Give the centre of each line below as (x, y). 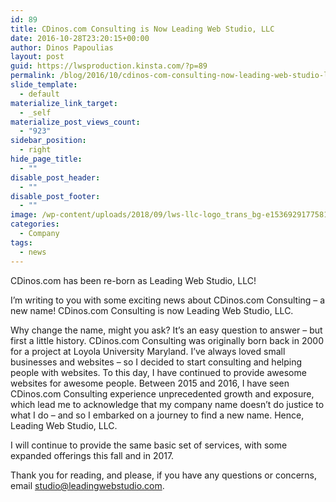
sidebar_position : (48, 141)
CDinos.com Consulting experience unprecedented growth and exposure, (162, 393)
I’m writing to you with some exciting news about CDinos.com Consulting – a (168, 300)
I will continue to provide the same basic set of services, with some (149, 445)
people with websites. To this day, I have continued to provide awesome (158, 372)
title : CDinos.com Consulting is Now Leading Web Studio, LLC (142, 29)
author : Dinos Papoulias (62, 47)
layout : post (37, 57)
